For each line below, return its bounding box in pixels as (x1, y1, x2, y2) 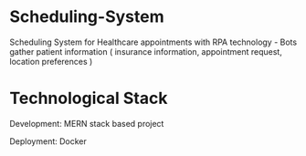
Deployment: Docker (9, 135, 87, 147)
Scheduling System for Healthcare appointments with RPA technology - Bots (9, 36, 298, 47)
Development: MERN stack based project (9, 118, 164, 129)
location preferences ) (9, 56, 93, 67)
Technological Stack (9, 88, 168, 109)
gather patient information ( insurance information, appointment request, (9, 46, 283, 57)
